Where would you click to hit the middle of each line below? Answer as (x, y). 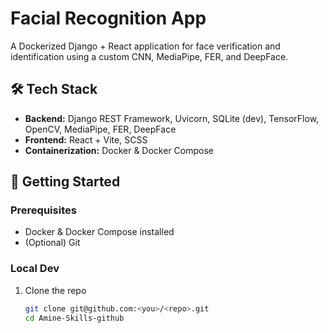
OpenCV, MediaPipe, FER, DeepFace (100, 129)
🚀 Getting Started (65, 182)
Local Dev (35, 269)
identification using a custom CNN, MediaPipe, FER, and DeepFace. (149, 56)
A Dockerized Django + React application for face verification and (145, 46)
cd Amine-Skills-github (74, 318)
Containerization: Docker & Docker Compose (119, 150)
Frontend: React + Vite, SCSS (86, 139)
